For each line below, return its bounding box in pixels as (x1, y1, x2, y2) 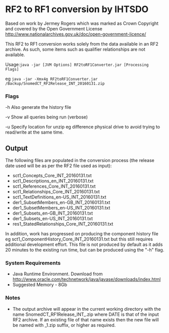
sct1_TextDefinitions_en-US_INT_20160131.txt (12, 194, 107, 200)
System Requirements (5, 259, 61, 266)
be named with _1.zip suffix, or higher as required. (12, 322, 116, 328)
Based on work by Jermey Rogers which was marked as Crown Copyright (5, 20, 159, 26)
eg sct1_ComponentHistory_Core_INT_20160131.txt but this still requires (5, 236, 153, 242)
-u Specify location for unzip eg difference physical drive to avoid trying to (5, 124, 160, 130)
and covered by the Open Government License (5, 25, 102, 31)
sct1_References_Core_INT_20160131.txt (12, 183, 96, 189)
